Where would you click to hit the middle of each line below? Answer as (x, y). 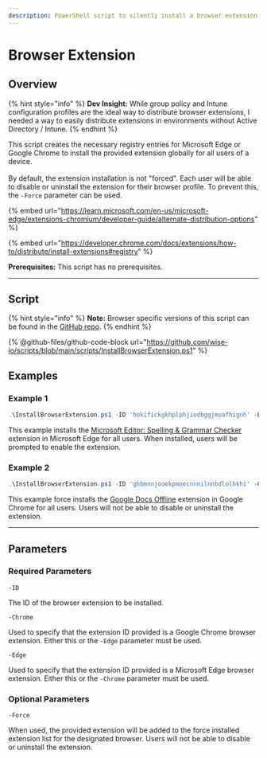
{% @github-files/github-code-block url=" (77, 342)
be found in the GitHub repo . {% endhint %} (80, 326)
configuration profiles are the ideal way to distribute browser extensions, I (129, 111)
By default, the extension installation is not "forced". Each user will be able (130, 178)
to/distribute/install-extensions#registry (73, 251)
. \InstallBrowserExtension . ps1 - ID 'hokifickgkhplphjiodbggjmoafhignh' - (133, 415)
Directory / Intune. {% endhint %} (63, 129)
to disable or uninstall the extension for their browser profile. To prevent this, (133, 186)
